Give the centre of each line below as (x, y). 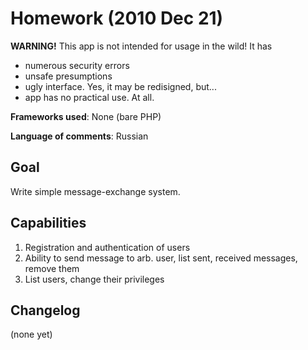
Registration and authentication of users (107, 247)
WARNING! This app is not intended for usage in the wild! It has (141, 46)
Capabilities (48, 223)
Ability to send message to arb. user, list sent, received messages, (161, 258)
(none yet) (31, 334)
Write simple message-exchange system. (95, 191)
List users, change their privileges (94, 279)
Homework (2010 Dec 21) (117, 18)
